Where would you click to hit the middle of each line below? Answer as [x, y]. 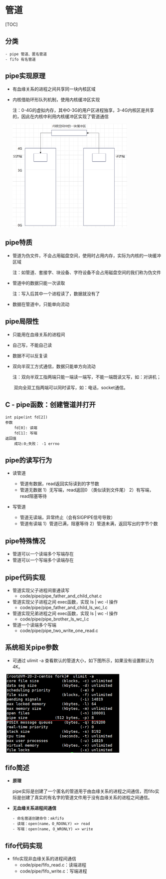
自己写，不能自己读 [32, 345]
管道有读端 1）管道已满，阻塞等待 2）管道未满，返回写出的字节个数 [89, 524]
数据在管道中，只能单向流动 [41, 304]
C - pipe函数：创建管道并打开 [50, 405]
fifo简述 [17, 768]
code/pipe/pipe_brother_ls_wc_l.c [54, 619]
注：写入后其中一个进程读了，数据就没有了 [56, 293]
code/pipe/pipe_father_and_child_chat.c [61, 596]
